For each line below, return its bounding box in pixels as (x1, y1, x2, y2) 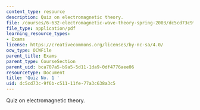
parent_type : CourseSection (6, 58, 76, 64)
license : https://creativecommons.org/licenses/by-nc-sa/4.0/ (6, 42, 164, 48)
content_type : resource (6, 8, 65, 15)
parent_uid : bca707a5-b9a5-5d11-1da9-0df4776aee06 (6, 64, 135, 70)
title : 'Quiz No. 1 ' (6, 75, 60, 81)
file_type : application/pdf (6, 25, 76, 32)
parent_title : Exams (6, 53, 58, 59)
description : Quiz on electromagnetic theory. (6, 14, 124, 20)
